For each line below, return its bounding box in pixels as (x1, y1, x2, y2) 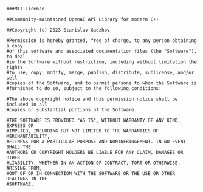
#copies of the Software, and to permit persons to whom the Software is (6, 80, 198, 86)
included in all (6, 101, 47, 108)
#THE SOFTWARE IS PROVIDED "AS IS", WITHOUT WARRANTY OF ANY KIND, (6, 117, 181, 123)
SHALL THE (6, 144, 32, 150)
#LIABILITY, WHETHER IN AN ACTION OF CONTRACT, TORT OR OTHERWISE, (6, 160, 181, 166)
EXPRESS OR (6, 123, 34, 129)
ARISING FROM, (6, 165, 43, 171)
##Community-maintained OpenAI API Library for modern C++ (6, 16, 159, 22)
